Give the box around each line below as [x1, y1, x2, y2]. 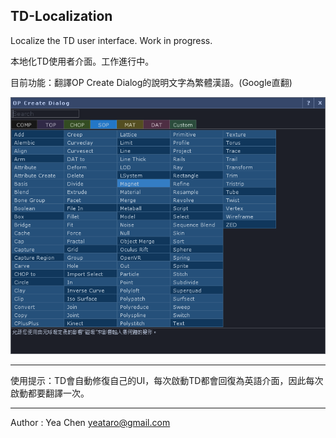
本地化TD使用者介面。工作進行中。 [10, 55, 155, 67]
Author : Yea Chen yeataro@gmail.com [10, 417, 171, 429]
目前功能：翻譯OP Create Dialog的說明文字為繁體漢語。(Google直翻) [10, 76, 293, 88]
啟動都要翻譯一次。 [10, 387, 90, 399]
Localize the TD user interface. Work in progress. [10, 34, 213, 46]
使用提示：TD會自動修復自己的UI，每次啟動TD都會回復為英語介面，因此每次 [10, 375, 324, 387]
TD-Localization [10, 8, 113, 25]
